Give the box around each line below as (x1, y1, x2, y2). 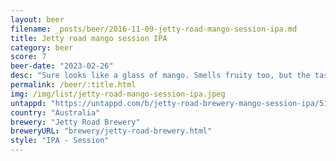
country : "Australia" (10, 107, 101, 118)
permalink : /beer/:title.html (10, 80, 137, 90)
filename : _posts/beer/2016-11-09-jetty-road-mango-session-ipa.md (10, 24, 298, 34)
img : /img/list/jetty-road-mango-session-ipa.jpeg (10, 89, 226, 99)
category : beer (10, 42, 74, 53)
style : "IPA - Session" (10, 136, 110, 146)
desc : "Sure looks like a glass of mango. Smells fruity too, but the (10, 71, 311, 81)
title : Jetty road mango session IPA (10, 33, 168, 43)
